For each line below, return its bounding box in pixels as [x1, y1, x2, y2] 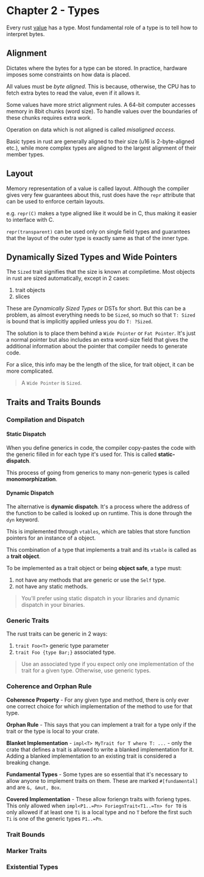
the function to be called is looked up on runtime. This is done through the [6, 510, 192, 517]
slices [15, 293, 30, 300]
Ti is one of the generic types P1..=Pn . [6, 815, 104, 822]
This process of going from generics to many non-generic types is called [6, 469, 190, 476]
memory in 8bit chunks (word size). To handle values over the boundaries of [6, 108, 198, 115]
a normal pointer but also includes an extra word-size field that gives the [6, 336, 189, 343]
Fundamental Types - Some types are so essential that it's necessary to [6, 771, 188, 778]
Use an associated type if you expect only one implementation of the [21, 661, 194, 668]
